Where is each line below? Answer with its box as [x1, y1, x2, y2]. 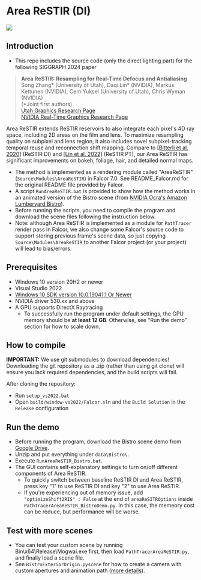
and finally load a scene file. [14, 554, 85, 561]
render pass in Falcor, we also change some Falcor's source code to [14, 226, 184, 233]
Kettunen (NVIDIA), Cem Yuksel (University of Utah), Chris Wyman [20, 88, 186, 95]
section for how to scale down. [23, 323, 101, 330]
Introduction [6, 41, 54, 52]
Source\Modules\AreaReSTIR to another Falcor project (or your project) [14, 238, 187, 245]
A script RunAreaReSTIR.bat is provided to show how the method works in [14, 187, 196, 194]
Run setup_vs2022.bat [14, 392, 70, 399]
